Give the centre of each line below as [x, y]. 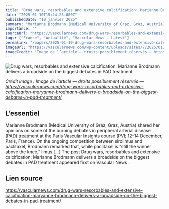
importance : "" [21, 29]
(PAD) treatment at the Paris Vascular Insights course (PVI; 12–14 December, [84, 136]
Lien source [24, 178]
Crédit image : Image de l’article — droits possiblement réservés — [75, 81]
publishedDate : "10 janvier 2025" [41, 19]
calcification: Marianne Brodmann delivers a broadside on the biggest [77, 157]
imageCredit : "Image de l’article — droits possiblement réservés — [78, 52]
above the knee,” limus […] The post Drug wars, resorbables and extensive [83, 152]
